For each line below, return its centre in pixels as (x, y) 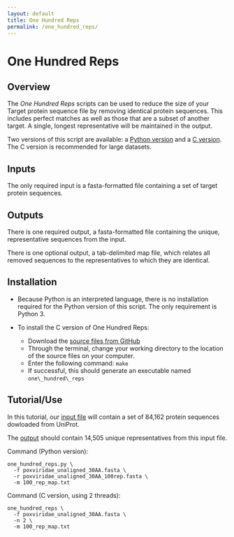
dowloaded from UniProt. (44, 424)
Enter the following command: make (78, 363)
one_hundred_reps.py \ (40, 464)
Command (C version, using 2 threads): (64, 495)
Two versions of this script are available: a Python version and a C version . (115, 140)
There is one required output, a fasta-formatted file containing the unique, (114, 232)
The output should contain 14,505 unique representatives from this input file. (117, 438)
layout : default (31, 14)
